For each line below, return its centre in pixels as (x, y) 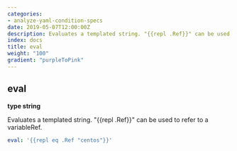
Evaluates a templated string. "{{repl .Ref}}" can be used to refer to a (108, 119)
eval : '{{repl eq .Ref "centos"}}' (60, 140)
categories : (25, 14)
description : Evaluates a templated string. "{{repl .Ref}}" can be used (119, 34)
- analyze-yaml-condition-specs (55, 21)
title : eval (25, 47)
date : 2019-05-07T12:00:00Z (49, 27)
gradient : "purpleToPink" (45, 60)
